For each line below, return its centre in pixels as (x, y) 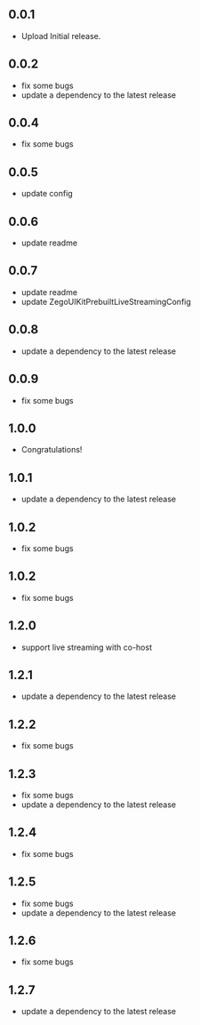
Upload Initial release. (61, 36)
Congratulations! (52, 450)
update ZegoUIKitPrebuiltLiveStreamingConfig (106, 301)
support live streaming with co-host (87, 647)
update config (47, 194)
